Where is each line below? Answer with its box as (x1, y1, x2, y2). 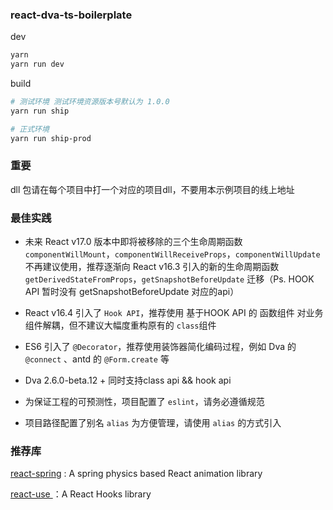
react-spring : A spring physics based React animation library (10, 468, 263, 480)
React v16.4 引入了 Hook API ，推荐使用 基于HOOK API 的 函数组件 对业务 (24, 307, 324, 319)
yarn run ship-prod (10, 133, 92, 143)
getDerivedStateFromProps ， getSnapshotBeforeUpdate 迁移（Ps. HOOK (24, 273, 315, 285)
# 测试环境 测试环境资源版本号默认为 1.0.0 (10, 97, 170, 107)
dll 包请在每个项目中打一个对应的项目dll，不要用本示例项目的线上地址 (10, 183, 295, 195)
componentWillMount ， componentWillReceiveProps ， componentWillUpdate (24, 248, 321, 260)
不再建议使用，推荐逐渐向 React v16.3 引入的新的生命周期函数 (24, 261, 280, 273)
